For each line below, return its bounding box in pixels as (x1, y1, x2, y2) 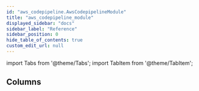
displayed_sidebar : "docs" (6, 20, 75, 26)
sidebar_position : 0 (6, 32, 59, 38)
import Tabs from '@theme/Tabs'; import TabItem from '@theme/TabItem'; (6, 59, 194, 67)
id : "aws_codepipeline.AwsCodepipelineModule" (6, 8, 127, 15)
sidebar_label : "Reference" (6, 25, 78, 32)
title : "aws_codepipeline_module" (6, 15, 94, 21)
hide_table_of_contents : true (6, 37, 83, 43)
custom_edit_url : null (6, 43, 64, 49)
